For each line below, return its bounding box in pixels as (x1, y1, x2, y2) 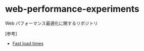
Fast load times (12, 40, 44, 46)
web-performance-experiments (5, 3, 140, 15)
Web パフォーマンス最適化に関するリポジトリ (5, 20, 98, 26)
